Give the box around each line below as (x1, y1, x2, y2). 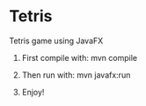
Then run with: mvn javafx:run (21, 69, 131, 80)
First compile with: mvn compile (21, 52, 138, 63)
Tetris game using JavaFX (9, 35, 104, 46)
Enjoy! (21, 87, 45, 97)
